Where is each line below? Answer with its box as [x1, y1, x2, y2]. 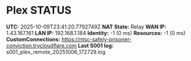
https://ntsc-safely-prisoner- [61, 36, 132, 43]
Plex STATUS [6, 4, 71, 17]
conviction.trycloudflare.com [6, 42, 77, 49]
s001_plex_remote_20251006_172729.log [6, 48, 106, 55]
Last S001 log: [77, 42, 114, 49]
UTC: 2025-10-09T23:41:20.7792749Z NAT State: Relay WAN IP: [6, 23, 167, 30]
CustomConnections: [6, 36, 61, 43]
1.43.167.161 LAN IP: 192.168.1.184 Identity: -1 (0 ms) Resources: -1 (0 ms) [6, 29, 186, 36]
